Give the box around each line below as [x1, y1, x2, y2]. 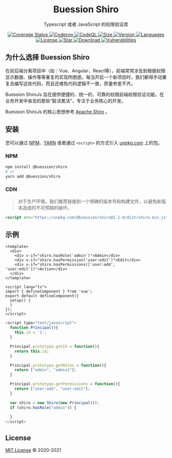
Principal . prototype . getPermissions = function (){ [10, 382, 120, 387]
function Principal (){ [10, 325, 58, 330]
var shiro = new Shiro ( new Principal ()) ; [10, 400, 100, 405]
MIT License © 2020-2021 [5, 447, 61, 453]
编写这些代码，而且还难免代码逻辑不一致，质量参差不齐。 [14, 80, 136, 87]
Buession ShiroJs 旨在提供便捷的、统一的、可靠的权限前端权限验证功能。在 [5, 91, 164, 97]
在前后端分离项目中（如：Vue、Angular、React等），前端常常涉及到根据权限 [5, 68, 165, 74]
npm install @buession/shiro [5, 164, 68, 170]
